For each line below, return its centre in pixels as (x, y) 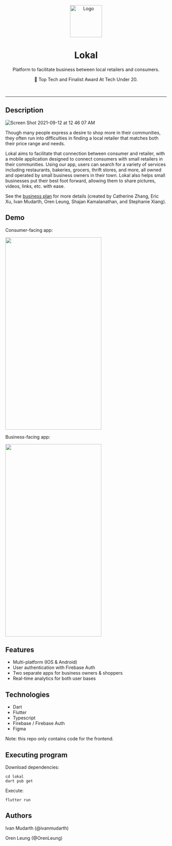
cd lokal (15, 777)
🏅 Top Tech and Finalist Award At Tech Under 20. (86, 79)
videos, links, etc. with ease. (35, 186)
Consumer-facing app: (29, 230)
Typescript (24, 718)
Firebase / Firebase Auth (39, 723)
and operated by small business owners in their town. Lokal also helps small (85, 175)
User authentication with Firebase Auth (54, 667)
